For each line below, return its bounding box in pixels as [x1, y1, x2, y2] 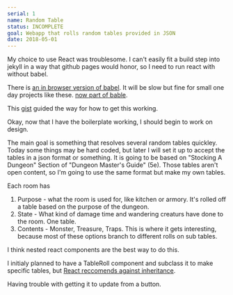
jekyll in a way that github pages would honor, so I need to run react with [7, 63, 216, 71]
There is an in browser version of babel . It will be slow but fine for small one [7, 83, 225, 92]
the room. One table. [17, 217, 77, 226]
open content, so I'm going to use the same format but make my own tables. [7, 168, 226, 177]
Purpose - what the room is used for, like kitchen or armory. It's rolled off [17, 196, 226, 204]
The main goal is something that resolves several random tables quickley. [7, 138, 218, 147]
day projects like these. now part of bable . [7, 91, 128, 99]
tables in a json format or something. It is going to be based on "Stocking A [7, 154, 223, 162]
